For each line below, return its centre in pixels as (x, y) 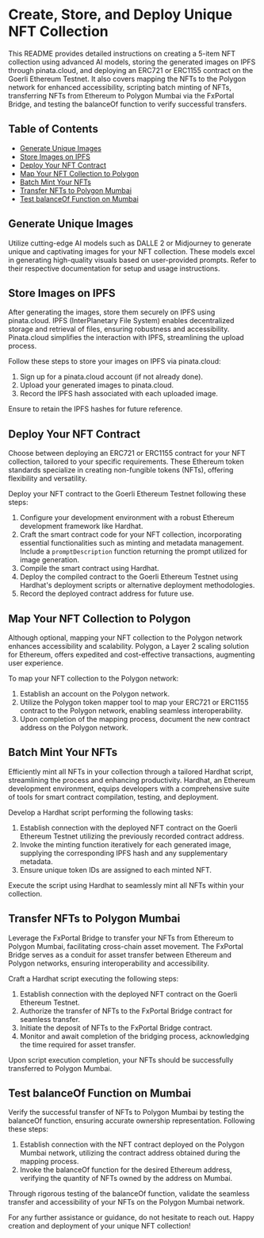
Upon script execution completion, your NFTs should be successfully (121, 1060)
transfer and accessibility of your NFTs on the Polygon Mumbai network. (127, 1202)
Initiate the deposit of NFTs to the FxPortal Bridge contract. (116, 1028)
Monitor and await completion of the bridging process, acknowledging (134, 1036)
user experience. (36, 663)
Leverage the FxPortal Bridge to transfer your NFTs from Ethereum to (121, 938)
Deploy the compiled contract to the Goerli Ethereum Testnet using (129, 577)
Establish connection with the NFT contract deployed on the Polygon (132, 1144)
